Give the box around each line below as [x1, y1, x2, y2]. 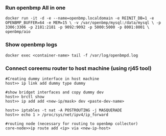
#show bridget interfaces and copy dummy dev [5, 89, 104, 95]
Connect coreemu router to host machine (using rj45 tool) [5, 65, 152, 72]
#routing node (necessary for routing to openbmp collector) [5, 121, 138, 126]
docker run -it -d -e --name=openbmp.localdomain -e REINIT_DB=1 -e [5, 16, 154, 21]
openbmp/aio [5, 29, 31, 34]
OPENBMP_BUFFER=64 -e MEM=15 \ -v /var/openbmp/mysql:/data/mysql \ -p [5, 20, 161, 26]
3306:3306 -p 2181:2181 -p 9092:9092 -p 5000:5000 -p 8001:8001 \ [5, 25, 150, 30]
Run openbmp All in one [5, 4, 66, 11]
